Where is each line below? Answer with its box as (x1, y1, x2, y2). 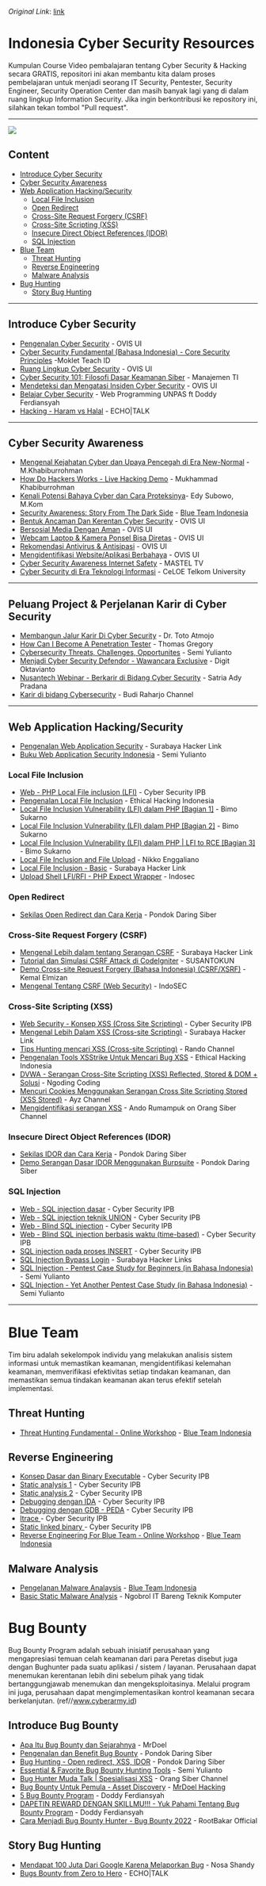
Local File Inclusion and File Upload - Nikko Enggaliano (19, 855, 199, 864)
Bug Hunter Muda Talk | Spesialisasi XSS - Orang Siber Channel (19, 1773, 228, 1783)
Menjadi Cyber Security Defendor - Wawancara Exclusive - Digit (19, 656, 230, 665)
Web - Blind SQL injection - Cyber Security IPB (19, 1221, 173, 1230)
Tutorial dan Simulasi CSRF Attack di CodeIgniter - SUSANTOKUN (19, 956, 235, 965)
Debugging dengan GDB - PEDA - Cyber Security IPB (19, 1505, 194, 1515)
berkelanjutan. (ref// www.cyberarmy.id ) (8, 1696, 137, 1706)
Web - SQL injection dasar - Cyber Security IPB (19, 1204, 175, 1213)
